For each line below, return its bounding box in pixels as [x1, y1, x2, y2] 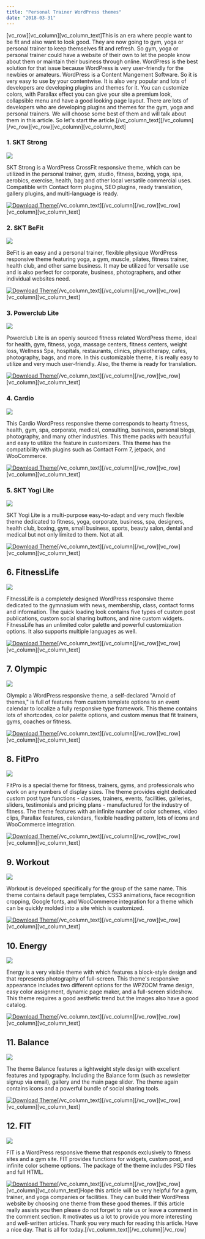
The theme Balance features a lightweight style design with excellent [6, 1065, 180, 1072]
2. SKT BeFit [6, 223, 44, 232]
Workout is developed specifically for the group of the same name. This [6, 885, 187, 892]
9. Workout [6, 857, 50, 868]
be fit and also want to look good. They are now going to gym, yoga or [6, 38, 184, 45]
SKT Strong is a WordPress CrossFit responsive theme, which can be [6, 163, 181, 171]
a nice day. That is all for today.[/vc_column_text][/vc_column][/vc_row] [6, 1225, 187, 1233]
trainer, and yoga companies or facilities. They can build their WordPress [6, 1193, 190, 1200]
